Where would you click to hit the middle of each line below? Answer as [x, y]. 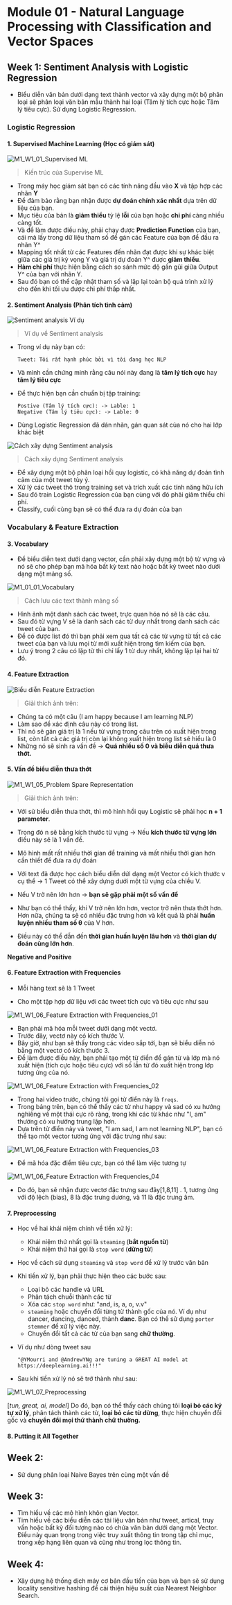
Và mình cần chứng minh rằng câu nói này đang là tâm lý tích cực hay [117, 373]
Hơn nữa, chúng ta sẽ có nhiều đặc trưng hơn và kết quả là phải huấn [116, 915]
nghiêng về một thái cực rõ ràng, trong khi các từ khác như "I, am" [111, 1114]
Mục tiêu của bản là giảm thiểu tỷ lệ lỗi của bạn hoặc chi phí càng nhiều [121, 215]
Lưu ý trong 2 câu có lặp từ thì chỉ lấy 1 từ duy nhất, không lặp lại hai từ [118, 651]
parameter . [34, 819]
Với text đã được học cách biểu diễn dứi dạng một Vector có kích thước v [121, 874]
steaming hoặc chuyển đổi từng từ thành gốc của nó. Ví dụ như [117, 1312]
